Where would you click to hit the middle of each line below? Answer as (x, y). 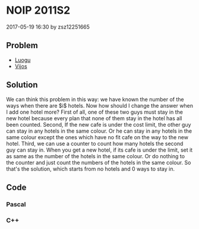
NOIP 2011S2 (38, 10)
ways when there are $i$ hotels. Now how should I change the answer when (100, 105)
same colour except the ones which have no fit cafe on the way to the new (97, 137)
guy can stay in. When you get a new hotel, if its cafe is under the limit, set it (99, 150)
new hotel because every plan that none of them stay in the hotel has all (94, 118)
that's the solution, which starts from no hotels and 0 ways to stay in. (91, 169)
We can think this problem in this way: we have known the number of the (95, 99)
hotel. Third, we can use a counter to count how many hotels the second (95, 143)
